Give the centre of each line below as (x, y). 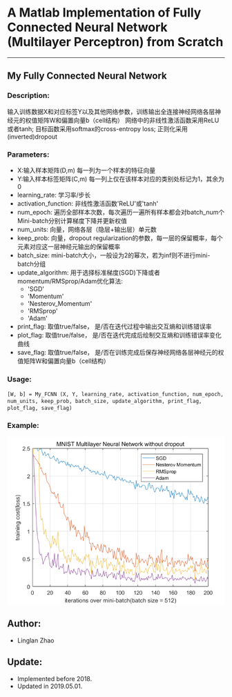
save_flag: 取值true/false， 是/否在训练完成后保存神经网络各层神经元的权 (120, 352)
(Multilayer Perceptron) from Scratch (115, 42)
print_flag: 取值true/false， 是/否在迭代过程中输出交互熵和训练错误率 (114, 326)
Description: (28, 96)
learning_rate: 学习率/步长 (54, 195)
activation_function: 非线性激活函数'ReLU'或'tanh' (88, 203)
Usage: (20, 379)
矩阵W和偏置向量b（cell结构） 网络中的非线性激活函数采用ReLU (128, 120)
